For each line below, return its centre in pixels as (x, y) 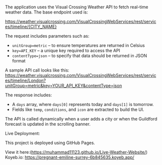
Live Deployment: (23, 133)
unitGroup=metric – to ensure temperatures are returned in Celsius (78, 45)
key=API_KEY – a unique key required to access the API (66, 51)
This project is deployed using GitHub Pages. (50, 143)
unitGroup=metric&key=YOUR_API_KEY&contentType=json (64, 86)
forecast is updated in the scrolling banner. (48, 124)
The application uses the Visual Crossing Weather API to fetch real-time (77, 7)
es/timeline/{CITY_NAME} (31, 27)
